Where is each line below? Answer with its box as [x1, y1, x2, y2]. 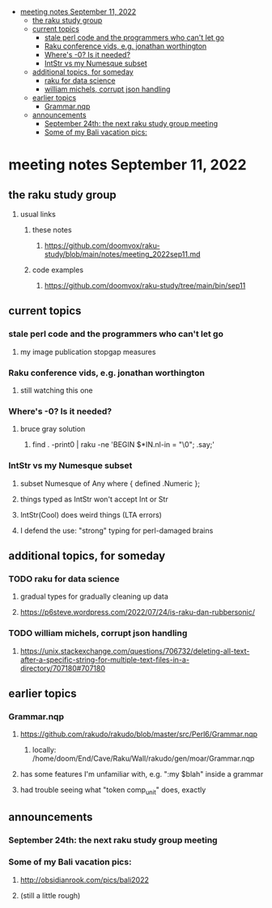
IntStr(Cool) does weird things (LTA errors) [19, 509, 162, 519]
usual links [19, 210, 57, 219]
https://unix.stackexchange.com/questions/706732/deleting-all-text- [19, 646, 250, 655]
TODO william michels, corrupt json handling [8, 628, 188, 639]
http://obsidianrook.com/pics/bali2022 [19, 875, 150, 885]
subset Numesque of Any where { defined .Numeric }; [19, 478, 201, 488]
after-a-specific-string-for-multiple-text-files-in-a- [19, 654, 190, 664]
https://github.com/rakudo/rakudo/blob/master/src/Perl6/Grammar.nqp [19, 729, 257, 740]
